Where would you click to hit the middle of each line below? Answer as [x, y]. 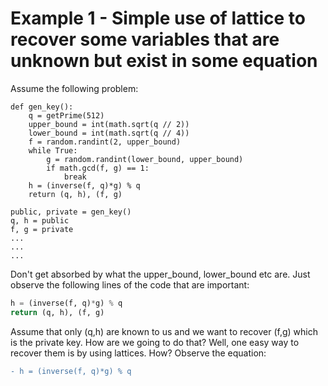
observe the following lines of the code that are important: [130, 284]
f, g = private [42, 229]
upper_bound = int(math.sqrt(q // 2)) [109, 124]
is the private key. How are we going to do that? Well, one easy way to [155, 342]
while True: [53, 150]
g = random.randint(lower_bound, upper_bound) [145, 159]
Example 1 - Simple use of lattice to [158, 18]
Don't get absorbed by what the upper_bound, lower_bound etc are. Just [160, 274]
